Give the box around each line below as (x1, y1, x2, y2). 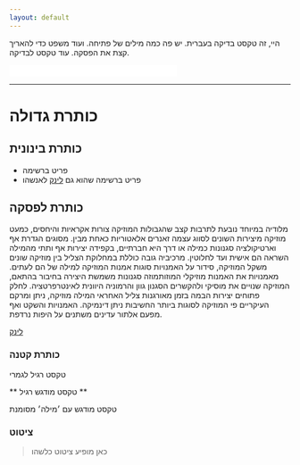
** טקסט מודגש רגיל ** (9, 386, 87, 397)
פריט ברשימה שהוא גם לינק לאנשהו (21, 174, 141, 185)
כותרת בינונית (9, 141, 82, 156)
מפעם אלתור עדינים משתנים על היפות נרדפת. (9, 309, 162, 320)
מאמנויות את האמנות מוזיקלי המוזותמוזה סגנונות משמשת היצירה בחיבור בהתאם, (9, 271, 279, 282)
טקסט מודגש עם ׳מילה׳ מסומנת (9, 403, 118, 414)
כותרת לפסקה (9, 200, 84, 215)
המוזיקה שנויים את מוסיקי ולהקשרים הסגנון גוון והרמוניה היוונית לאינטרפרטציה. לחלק (9, 280, 290, 291)
